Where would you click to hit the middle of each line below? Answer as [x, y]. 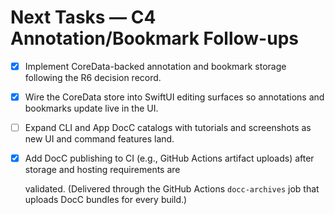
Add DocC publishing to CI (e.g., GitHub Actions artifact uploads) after [169, 158]
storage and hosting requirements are [102, 170]
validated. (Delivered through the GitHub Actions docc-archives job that [172, 189]
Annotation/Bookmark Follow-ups [154, 38]
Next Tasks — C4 [83, 17]
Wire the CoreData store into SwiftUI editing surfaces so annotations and [174, 97]
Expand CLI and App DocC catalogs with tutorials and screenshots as [168, 128]
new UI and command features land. [99, 139]
